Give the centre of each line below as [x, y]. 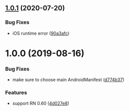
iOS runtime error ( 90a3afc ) [41, 33]
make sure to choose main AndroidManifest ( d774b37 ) [68, 80]
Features [16, 93]
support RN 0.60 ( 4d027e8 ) [41, 104]
